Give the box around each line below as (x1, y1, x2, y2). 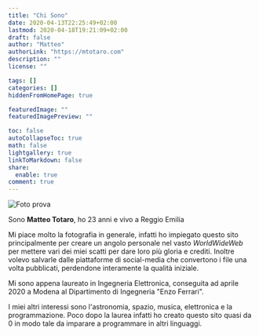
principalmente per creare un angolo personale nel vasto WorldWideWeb (8, 239, 243, 248)
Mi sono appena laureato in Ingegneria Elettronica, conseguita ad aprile (8, 279, 239, 288)
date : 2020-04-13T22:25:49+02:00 (8, 19, 118, 27)
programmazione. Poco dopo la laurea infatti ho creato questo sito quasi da (8, 311, 252, 320)
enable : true (15, 170, 58, 179)
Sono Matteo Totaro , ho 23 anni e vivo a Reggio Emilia (8, 215, 184, 225)
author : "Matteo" (8, 41, 65, 49)
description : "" (8, 56, 61, 64)
